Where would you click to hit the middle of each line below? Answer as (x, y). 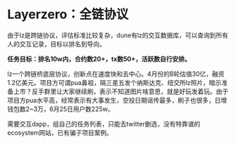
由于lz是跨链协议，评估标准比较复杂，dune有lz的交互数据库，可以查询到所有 (118, 35)
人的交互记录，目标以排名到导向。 (56, 44)
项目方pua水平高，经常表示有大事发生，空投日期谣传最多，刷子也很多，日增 (117, 100)
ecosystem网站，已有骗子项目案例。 (60, 132)
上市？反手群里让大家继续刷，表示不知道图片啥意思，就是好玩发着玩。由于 (121, 91)
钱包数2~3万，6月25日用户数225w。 (61, 109)
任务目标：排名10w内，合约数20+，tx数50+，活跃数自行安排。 (99, 59)
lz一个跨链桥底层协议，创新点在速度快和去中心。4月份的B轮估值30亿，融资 (116, 74)
